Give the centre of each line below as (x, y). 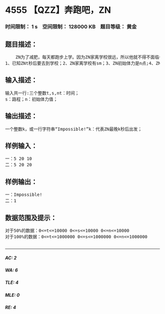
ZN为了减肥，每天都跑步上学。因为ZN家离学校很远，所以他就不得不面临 (87, 57)
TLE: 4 (12, 283)
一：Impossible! (24, 195)
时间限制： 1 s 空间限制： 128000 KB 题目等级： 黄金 (71, 27)
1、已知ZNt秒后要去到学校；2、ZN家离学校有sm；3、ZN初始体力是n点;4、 (81, 63)
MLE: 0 (12, 295)
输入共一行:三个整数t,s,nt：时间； (42, 93)
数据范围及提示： (31, 218)
